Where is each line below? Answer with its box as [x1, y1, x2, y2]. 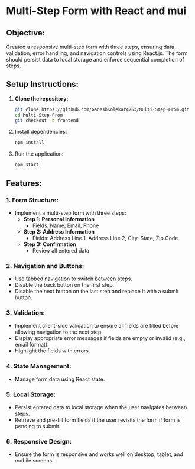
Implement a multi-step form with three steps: [14, 209, 126, 216]
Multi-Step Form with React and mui [6, 4, 187, 18]
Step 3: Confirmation [23, 241, 77, 248]
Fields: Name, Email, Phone [32, 222, 99, 229]
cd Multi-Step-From [14, 112, 63, 118]
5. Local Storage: [6, 390, 56, 399]
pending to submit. [14, 423, 61, 430]
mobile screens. [14, 457, 54, 464]
